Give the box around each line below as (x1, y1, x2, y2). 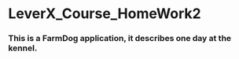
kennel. (8, 42, 38, 53)
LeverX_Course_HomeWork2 (8, 5, 202, 23)
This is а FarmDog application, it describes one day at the (8, 33, 232, 44)
